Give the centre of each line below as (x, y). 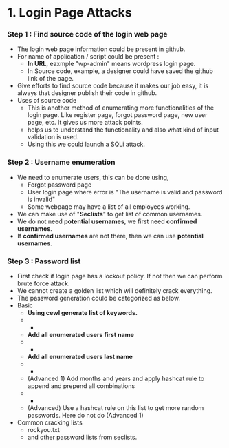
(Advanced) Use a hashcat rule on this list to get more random (116, 408)
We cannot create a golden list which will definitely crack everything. (115, 291)
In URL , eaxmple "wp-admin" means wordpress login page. (111, 64)
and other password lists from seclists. (82, 437)
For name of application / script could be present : (88, 57)
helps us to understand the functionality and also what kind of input (123, 130)
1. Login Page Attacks (69, 13)
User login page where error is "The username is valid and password (125, 192)
